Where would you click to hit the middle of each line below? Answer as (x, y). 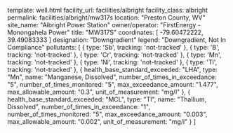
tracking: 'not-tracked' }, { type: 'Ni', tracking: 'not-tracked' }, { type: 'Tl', (112, 62)
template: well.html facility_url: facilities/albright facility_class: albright (108, 10)
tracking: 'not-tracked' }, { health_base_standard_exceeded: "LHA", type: (112, 70)
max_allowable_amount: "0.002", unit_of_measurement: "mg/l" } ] (102, 121)
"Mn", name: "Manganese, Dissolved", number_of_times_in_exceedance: (112, 77)
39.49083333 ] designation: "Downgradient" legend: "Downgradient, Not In (117, 40)
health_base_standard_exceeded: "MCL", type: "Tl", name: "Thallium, (107, 99)
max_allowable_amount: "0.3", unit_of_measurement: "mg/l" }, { (99, 92)
